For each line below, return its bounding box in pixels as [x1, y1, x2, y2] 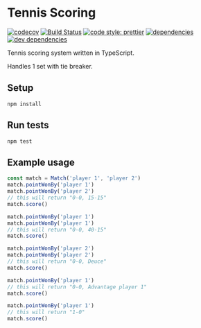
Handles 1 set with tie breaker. [7, 62, 94, 70]
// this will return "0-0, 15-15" [7, 194, 107, 201]
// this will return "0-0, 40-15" [7, 226, 107, 233]
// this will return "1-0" [7, 309, 85, 316]
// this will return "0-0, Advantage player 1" [7, 283, 148, 291]
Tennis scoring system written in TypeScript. [7, 49, 135, 57]
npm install [7, 101, 42, 107]
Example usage [7, 156, 75, 168]
